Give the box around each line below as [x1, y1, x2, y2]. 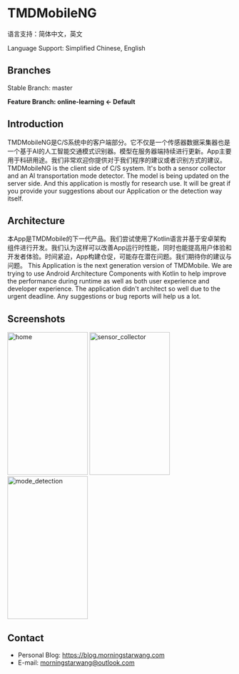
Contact [7, 632, 44, 644]
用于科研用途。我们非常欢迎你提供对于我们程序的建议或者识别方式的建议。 [7, 156, 226, 164]
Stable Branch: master [7, 84, 73, 92]
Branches [7, 64, 51, 76]
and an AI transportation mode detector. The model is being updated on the [7, 171, 230, 180]
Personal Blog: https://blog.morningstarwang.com [17, 651, 166, 659]
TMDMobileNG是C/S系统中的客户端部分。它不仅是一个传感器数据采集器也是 [7, 138, 230, 146]
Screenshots [7, 313, 66, 325]
